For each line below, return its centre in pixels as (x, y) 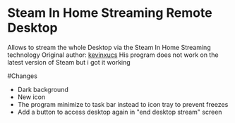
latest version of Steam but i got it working (69, 62)
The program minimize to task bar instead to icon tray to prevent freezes (123, 104)
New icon (31, 97)
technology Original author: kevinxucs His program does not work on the (113, 55)
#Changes (22, 76)
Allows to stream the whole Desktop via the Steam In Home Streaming (109, 47)
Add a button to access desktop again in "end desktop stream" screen (120, 112)
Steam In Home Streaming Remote (110, 13)
